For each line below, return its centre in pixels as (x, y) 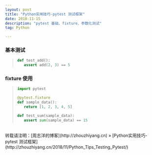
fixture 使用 (19, 79)
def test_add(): (34, 61)
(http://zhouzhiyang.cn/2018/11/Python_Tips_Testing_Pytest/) (67, 147)
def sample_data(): (37, 102)
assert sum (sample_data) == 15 (56, 120)
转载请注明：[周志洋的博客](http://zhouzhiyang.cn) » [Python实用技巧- (76, 135)
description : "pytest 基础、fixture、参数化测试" (53, 23)
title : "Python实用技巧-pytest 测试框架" (45, 14)
